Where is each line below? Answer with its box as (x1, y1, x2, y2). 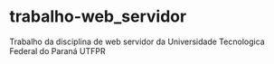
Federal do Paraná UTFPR (9, 45, 106, 56)
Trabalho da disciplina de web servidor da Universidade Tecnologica (9, 36, 265, 47)
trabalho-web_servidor (9, 6, 187, 27)
